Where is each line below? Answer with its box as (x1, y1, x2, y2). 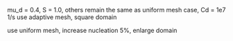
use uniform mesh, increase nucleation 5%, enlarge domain (7, 27, 178, 34)
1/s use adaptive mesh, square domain (7, 13, 117, 21)
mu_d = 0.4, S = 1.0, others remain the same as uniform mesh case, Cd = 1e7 (7, 6, 226, 14)
